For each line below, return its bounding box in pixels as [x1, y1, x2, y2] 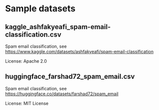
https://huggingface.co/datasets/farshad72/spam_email [5, 91, 119, 97]
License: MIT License [5, 100, 48, 106]
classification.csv [5, 30, 62, 38]
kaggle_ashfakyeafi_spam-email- [5, 23, 111, 31]
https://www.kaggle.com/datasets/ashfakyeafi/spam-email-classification [5, 49, 154, 54]
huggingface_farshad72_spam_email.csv [5, 73, 135, 81]
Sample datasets [5, 3, 76, 14]
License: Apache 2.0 [5, 58, 47, 64]
